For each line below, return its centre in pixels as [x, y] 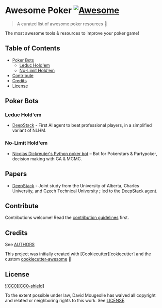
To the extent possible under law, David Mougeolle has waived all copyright [81, 295]
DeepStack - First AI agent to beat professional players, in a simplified [82, 125]
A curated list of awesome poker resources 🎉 [62, 24]
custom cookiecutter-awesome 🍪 [38, 259]
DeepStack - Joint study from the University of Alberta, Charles [75, 185]
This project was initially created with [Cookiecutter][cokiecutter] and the [78, 254]
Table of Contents [33, 48]
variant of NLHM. [29, 130]
